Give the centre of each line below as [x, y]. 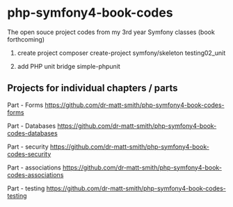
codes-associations [35, 174]
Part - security [28, 147]
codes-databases [32, 133]
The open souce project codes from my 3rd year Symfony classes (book [111, 32]
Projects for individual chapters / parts [93, 88]
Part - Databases [32, 126]
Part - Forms [25, 105]
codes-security [29, 154]
